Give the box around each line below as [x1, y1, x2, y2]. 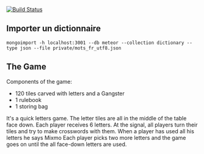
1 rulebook [15, 96, 42, 103]
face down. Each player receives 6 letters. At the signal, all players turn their [6, 121, 198, 128]
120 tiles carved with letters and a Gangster [15, 89, 125, 97]
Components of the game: [6, 78, 72, 85]
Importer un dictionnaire [6, 23, 101, 34]
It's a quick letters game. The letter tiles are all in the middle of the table [6, 114, 187, 122]
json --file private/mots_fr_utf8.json [20, 45, 122, 51]
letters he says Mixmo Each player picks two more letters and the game [6, 134, 186, 141]
